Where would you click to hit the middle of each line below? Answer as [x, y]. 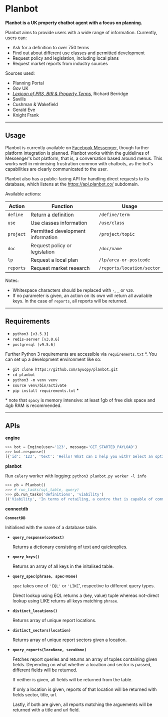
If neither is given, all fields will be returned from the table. [72, 679]
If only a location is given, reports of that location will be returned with [84, 689]
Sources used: [20, 73]
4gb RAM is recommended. [33, 405]
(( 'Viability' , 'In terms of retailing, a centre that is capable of [79, 499]
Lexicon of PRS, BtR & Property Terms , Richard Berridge [70, 93]
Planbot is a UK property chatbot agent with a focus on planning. [74, 23]
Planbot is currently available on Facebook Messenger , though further [77, 147]
